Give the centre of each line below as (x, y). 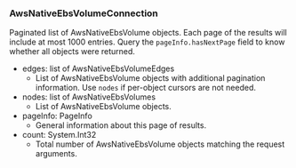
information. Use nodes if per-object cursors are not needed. (145, 88)
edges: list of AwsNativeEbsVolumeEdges (98, 68)
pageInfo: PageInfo (57, 116)
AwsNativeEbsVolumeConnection (84, 13)
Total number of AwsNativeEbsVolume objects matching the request (160, 144)
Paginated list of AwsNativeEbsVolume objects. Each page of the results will (148, 33)
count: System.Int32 (59, 135)
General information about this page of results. (121, 125)
